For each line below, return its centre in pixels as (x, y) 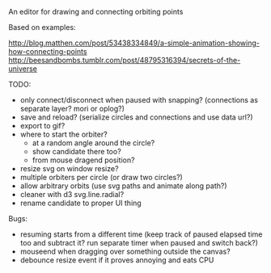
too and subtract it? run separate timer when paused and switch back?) (139, 243)
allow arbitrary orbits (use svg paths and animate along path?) (124, 186)
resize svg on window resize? (69, 168)
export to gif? (42, 126)
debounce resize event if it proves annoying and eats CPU (117, 260)
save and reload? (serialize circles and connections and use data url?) (136, 117)
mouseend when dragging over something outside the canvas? (125, 251)
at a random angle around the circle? (93, 143)
